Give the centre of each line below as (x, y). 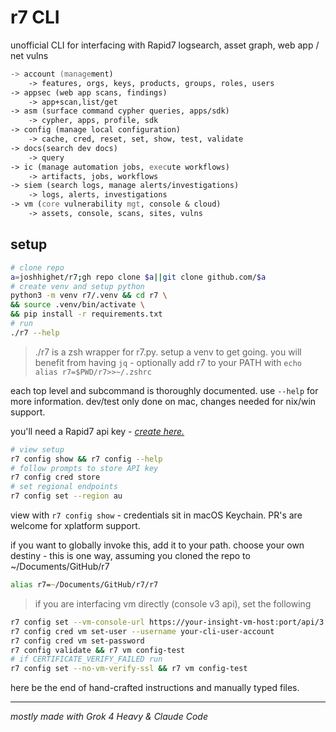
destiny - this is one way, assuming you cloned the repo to (130, 555)
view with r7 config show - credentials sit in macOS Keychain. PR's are (156, 515)
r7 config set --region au (66, 496)
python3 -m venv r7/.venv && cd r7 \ (89, 296)
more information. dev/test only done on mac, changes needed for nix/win (163, 401)
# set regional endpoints (64, 487)
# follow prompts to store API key (84, 468)
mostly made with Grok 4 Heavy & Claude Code (109, 717)
